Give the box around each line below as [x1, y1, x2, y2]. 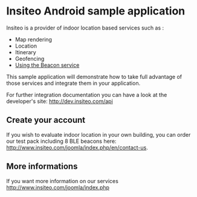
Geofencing [15, 55, 45, 62]
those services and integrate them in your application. [6, 80, 141, 87]
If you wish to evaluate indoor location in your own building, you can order [6, 131, 191, 138]
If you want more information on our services [6, 177, 119, 184]
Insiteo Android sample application [6, 4, 186, 18]
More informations [6, 161, 78, 172]
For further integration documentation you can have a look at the [6, 91, 167, 98]
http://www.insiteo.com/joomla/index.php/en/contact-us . [6, 143, 148, 151]
